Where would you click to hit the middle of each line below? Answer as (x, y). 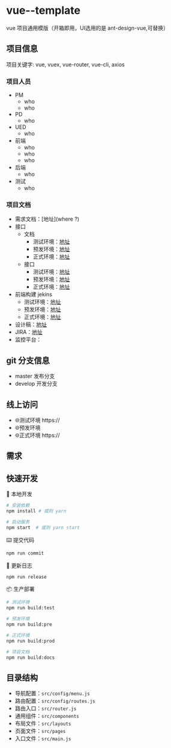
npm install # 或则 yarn (36, 511)
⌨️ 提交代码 (20, 539)
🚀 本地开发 (19, 494)
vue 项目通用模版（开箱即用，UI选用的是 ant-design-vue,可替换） (88, 28)
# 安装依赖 (18, 506)
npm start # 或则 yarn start (43, 527)
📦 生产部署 (20, 589)
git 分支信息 (28, 360)
